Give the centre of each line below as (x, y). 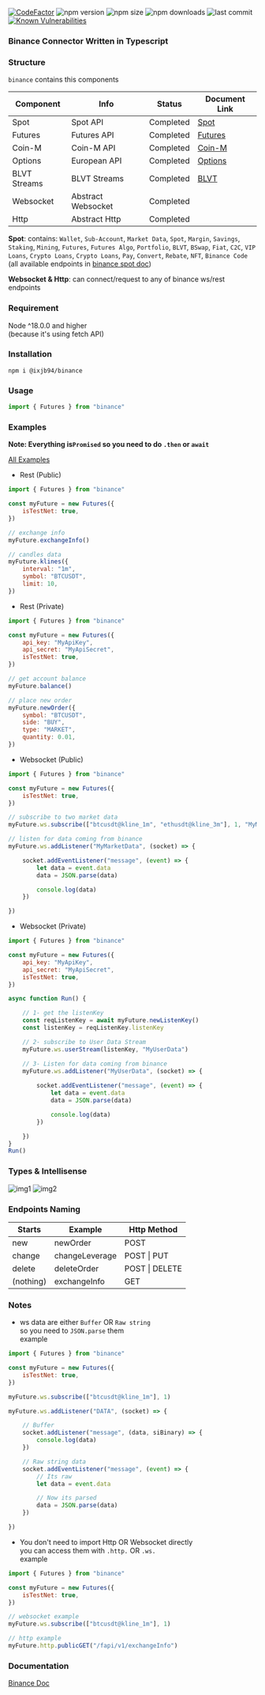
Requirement (34, 308)
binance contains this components (63, 80)
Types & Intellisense (48, 1171)
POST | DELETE (153, 1268)
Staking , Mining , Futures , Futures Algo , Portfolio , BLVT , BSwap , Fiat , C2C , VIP (132, 247)
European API (96, 161)
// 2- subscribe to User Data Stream (84, 1042)
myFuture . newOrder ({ (42, 708)
